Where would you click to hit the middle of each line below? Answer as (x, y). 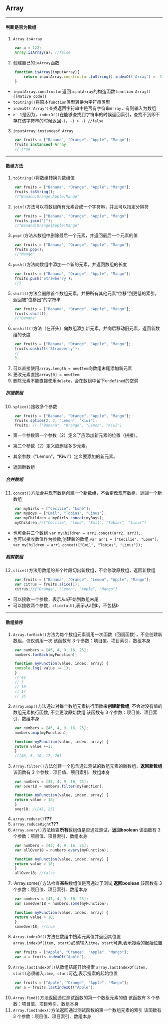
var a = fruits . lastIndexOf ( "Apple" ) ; (55, 988)
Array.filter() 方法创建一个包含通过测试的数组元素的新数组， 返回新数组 (87, 766)
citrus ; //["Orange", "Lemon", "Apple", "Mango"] (66, 589)
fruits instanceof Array (40, 145)
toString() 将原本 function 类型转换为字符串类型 (61, 102)
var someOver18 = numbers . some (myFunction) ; (62, 904)
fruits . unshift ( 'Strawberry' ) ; (47, 349)
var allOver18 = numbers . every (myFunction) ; (62, 850)
